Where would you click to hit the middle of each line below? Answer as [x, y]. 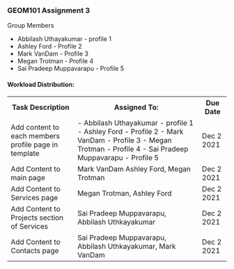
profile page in [34, 145]
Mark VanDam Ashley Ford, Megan [134, 169]
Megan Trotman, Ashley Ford [125, 193]
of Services [30, 226]
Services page [34, 197]
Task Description [40, 107]
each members [36, 136]
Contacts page [35, 250]
